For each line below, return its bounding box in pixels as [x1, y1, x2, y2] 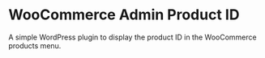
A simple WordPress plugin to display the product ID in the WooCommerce [8, 32, 257, 42]
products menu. [8, 40, 62, 50]
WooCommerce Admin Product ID [8, 6, 240, 24]
